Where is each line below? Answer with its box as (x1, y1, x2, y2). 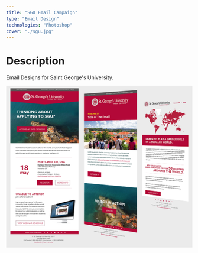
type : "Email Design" (6, 15, 60, 22)
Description (6, 54, 65, 68)
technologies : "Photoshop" (6, 22, 73, 28)
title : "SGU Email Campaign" (6, 9, 78, 15)
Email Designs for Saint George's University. (6, 74, 114, 81)
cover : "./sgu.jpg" (6, 28, 54, 34)
